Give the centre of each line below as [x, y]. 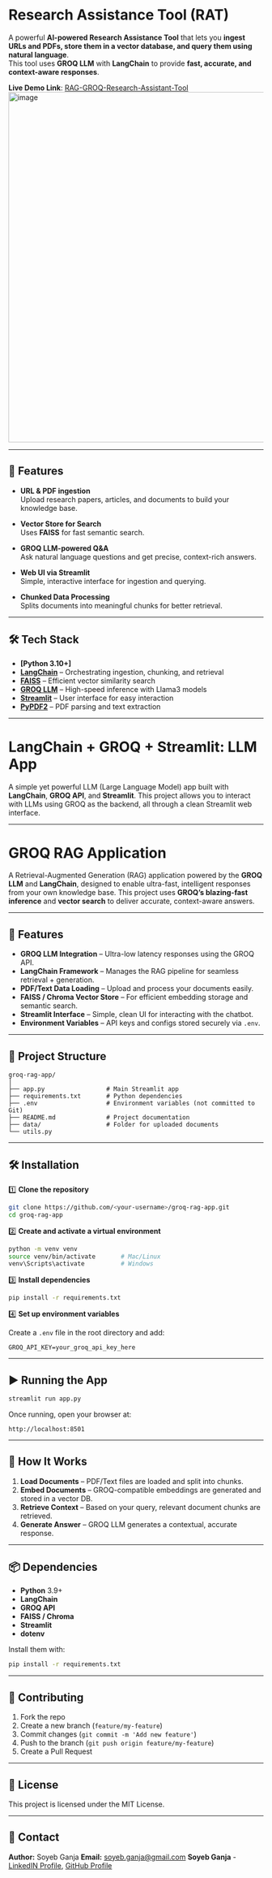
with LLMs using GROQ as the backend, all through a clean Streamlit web [130, 804]
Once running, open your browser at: [70, 1414]
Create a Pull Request [56, 1751]
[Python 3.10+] [45, 663]
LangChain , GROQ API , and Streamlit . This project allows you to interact [130, 795]
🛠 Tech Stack [44, 640]
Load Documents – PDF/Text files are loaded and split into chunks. [132, 1481]
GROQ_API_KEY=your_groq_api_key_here [72, 1348]
